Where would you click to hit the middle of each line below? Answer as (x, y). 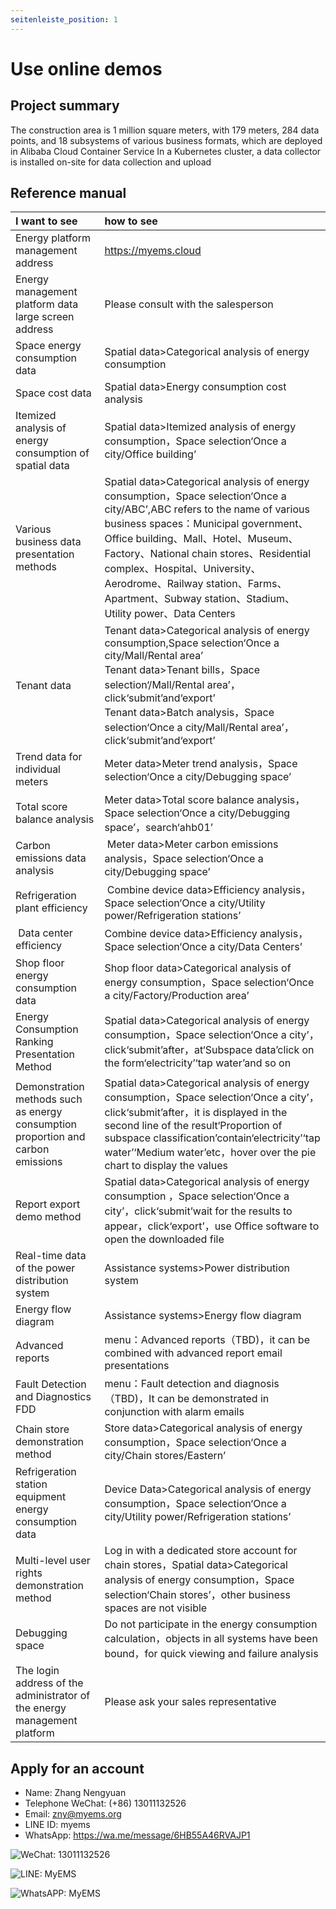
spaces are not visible (156, 1608)
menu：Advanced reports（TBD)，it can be (207, 1340)
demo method (48, 1217)
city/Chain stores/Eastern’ (165, 1456)
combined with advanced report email (193, 1353)
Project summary (65, 106)
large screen (45, 317)
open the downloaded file (164, 1239)
